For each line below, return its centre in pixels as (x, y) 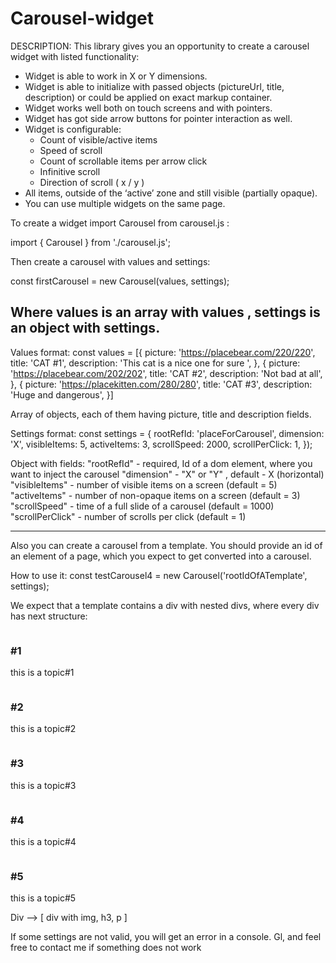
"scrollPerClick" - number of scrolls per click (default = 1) (128, 516)
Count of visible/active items (98, 139)
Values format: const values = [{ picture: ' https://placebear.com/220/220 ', (163, 352)
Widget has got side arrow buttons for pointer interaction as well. (158, 118)
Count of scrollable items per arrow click (123, 161)
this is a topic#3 (43, 785)
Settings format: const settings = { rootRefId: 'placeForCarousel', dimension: (167, 433)
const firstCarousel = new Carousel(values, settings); (120, 281)
